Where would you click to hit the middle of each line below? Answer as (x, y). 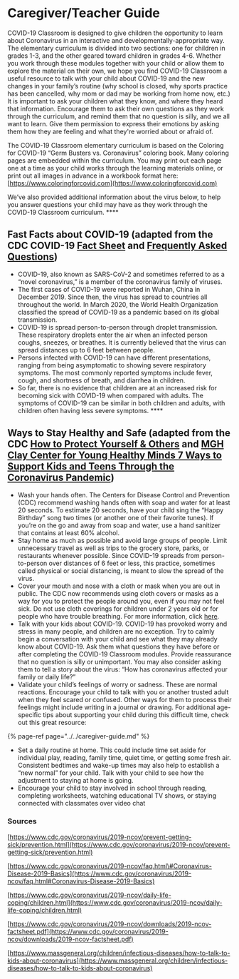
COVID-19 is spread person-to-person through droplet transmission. (118, 327)
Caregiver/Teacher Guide (84, 13)
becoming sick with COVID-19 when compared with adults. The (111, 395)
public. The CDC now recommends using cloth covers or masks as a (118, 593)
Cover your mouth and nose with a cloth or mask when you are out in (119, 586)
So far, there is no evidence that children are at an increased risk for (117, 387)
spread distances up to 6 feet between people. (86, 350)
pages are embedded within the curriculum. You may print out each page (115, 160)
